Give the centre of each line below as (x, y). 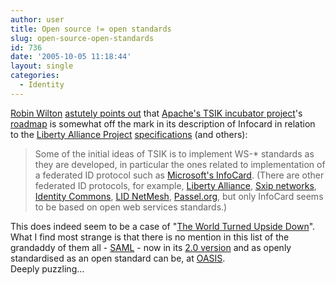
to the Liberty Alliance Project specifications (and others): (129, 134)
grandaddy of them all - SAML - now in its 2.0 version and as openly (151, 247)
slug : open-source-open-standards (82, 38)
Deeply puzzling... (47, 268)
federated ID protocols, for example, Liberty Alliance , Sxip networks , (175, 185)
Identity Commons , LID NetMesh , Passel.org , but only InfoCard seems (179, 196)
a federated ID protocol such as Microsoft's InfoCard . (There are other (179, 175)
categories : (35, 76)
